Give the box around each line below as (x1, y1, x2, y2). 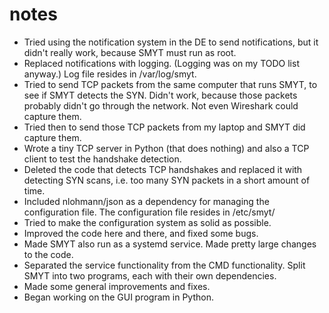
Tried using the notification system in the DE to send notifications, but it (23, 36, 319, 48)
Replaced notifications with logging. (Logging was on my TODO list (23, 57, 300, 69)
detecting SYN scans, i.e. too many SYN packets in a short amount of (23, 174, 311, 186)
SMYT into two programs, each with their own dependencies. (23, 269, 277, 282)
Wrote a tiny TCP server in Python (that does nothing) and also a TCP (23, 142, 310, 154)
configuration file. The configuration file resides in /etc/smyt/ (23, 206, 276, 218)
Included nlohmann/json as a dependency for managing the (23, 195, 270, 207)
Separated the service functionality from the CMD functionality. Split (23, 259, 306, 271)
